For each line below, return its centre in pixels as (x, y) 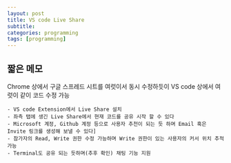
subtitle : (21, 26)
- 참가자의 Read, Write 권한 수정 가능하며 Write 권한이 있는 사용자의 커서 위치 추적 (115, 138)
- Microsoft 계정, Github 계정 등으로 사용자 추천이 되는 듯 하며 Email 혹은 (107, 124)
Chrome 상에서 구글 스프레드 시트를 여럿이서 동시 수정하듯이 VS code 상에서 (110, 86)
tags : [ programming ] (37, 39)
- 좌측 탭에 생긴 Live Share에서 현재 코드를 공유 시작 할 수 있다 (91, 117)
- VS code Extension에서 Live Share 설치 (64, 109)
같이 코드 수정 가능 (45, 95)
